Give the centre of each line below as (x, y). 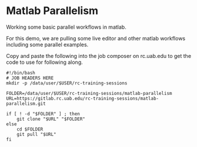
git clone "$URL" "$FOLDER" (51, 119)
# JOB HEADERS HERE (30, 78)
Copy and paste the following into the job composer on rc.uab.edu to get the (99, 56)
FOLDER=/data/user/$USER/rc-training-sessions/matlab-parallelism (89, 93)
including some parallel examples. (47, 45)
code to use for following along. (45, 62)
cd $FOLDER (30, 129)
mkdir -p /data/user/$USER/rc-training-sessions (67, 83)
